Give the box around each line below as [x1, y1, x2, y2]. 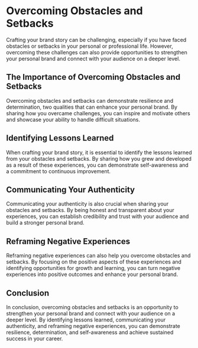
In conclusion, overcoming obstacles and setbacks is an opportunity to [6, 304, 178, 311]
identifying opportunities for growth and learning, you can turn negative [6, 265, 181, 272]
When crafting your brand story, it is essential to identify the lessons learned [6, 149, 192, 156]
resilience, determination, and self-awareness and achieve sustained [6, 329, 174, 336]
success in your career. [6, 335, 63, 342]
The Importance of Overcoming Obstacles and [6, 72, 181, 82]
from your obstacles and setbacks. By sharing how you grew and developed [6, 155, 192, 162]
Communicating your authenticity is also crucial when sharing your [6, 200, 169, 207]
